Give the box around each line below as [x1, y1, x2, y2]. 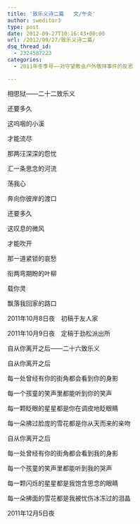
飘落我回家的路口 [7, 299, 57, 307]
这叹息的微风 [7, 224, 44, 233]
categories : [7, 56, 42, 63]
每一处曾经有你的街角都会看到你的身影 [7, 374, 118, 382]
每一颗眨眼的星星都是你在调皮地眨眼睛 [7, 403, 118, 413]
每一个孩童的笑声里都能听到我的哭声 [7, 463, 113, 473]
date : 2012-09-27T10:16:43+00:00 [7, 30, 106, 37]
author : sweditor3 [7, 17, 61, 24]
